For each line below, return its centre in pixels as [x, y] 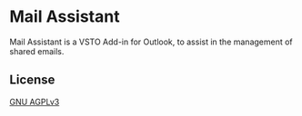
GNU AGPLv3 [35, 101]
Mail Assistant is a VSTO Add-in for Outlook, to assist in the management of [151, 42]
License [32, 80]
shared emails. [37, 51]
